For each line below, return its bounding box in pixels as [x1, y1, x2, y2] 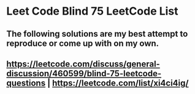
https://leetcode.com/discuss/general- [6, 59, 161, 69]
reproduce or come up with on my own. [6, 38, 159, 48]
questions [6, 78, 46, 88]
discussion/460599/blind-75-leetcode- [6, 68, 161, 79]
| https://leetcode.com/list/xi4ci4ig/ [47, 78, 189, 88]
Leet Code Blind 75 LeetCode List [6, 4, 179, 18]
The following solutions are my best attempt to [6, 29, 188, 39]
